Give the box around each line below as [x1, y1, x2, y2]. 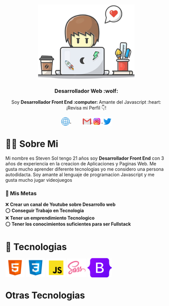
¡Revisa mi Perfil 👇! [66, 105, 107, 111]
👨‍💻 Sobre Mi [5, 138, 59, 150]
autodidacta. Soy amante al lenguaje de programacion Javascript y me [5, 171, 155, 178]
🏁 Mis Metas [5, 189, 37, 197]
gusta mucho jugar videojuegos [5, 177, 72, 183]
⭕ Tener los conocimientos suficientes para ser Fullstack [5, 221, 131, 227]
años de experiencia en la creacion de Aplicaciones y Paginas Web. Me [5, 161, 157, 167]
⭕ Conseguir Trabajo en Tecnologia [5, 207, 84, 214]
